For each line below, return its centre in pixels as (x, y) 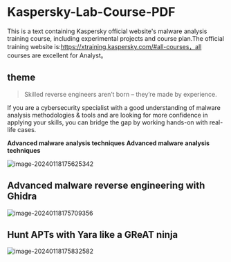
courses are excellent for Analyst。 (57, 55)
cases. (27, 129)
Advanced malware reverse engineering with (106, 186)
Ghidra (22, 197)
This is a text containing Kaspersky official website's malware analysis (107, 31)
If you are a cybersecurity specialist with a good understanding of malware (114, 107)
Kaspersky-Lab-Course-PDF (91, 12)
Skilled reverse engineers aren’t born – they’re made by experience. (121, 94)
